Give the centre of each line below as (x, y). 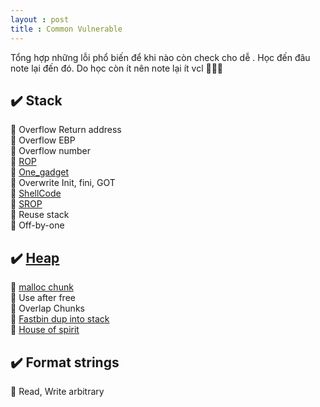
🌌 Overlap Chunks (47, 308)
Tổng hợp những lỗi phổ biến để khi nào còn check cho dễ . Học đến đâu (160, 57)
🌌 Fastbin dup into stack (60, 319)
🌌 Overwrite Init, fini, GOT (63, 183)
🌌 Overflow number (51, 151)
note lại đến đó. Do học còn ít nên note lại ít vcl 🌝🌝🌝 (117, 68)
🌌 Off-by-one (37, 225)
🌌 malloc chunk (42, 287)
